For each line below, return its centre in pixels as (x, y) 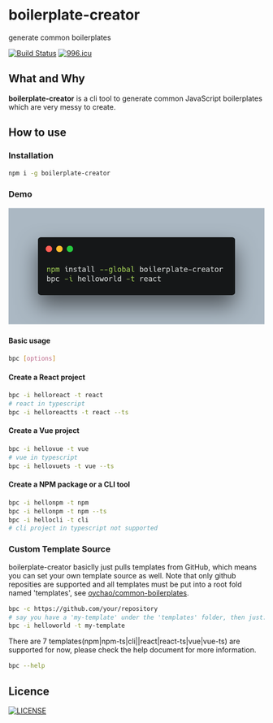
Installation (31, 156)
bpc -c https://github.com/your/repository (83, 608)
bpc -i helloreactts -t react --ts (69, 412)
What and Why (47, 79)
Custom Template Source (60, 549)
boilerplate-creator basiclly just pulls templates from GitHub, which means (133, 567)
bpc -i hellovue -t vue (49, 449)
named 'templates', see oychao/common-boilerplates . (99, 593)
